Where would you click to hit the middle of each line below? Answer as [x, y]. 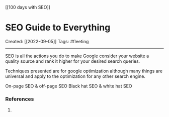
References [20, 99]
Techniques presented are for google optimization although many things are [84, 71]
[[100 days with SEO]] [28, 7]
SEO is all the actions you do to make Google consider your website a [77, 56]
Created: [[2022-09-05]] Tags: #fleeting [47, 41]
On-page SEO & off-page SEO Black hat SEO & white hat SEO [69, 86]
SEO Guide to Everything [58, 28]
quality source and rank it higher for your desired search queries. [73, 61]
